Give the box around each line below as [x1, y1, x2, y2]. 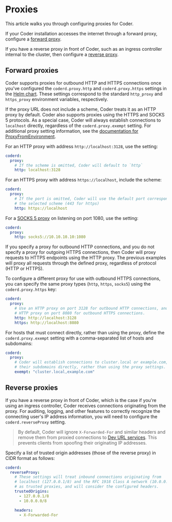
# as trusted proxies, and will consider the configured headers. [14, 484, 159, 489]
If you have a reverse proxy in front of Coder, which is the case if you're [5, 397, 157, 403]
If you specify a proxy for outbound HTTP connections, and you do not [5, 244, 155, 250]
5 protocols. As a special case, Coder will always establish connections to [5, 117, 161, 123]
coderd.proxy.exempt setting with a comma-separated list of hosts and [5, 335, 154, 341]
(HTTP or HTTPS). [5, 266, 44, 272]
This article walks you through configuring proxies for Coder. [5, 21, 134, 27]
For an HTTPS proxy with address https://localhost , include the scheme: [5, 177, 162, 183]
